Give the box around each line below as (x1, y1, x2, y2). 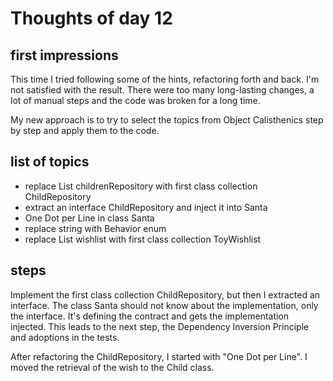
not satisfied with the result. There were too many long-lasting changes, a (10, 84, 315, 96)
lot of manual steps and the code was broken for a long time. (10, 95, 261, 106)
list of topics (10, 153, 90, 171)
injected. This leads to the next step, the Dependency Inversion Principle (10, 320, 310, 332)
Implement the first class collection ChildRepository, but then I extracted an (10, 288, 321, 301)
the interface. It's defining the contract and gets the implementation (10, 310, 290, 322)
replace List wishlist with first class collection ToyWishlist (24, 233, 262, 245)
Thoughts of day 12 (10, 7, 173, 30)
